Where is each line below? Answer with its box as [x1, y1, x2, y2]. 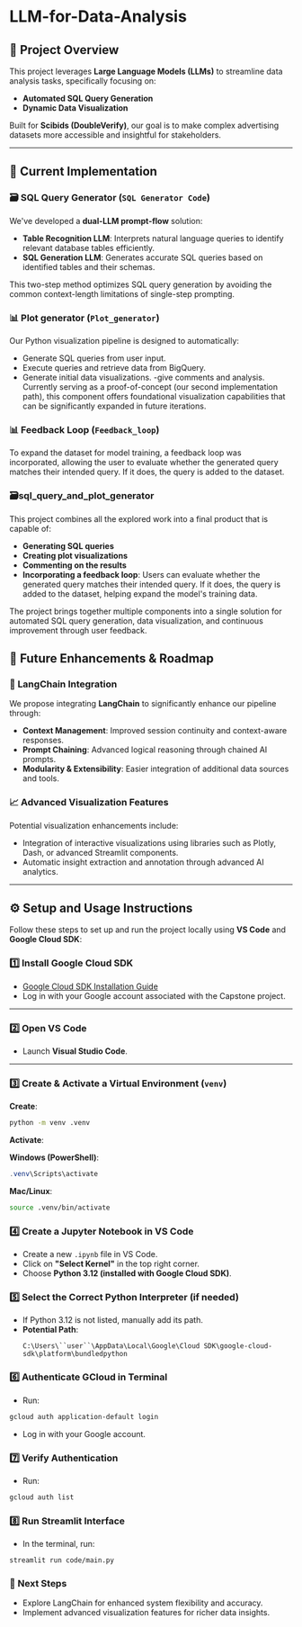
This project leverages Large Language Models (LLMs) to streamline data [9, 66, 283, 76]
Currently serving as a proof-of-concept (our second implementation [22, 381, 279, 392]
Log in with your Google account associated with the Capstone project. [22, 990, 286, 1001]
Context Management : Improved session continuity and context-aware [22, 725, 288, 736]
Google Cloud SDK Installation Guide [22, 981, 159, 992]
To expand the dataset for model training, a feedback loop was [9, 447, 242, 458]
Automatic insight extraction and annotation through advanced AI [22, 857, 264, 867]
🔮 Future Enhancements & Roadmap [9, 651, 214, 666]
